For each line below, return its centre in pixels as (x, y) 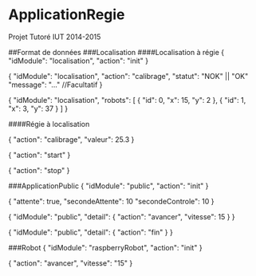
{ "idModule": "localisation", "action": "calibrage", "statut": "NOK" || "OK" (128, 76)
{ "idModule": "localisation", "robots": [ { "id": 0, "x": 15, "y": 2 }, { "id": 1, (127, 100)
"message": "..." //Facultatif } (55, 85)
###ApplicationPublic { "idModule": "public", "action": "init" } (108, 186)
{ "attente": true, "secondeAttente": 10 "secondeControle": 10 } (111, 201)
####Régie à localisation (49, 124)
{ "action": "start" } (39, 155)
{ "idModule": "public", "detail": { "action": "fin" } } (91, 232)
